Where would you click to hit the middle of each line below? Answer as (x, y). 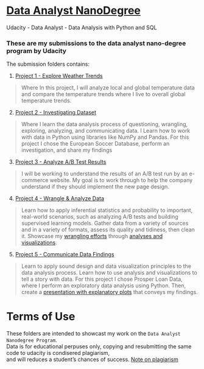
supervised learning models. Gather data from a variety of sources (105, 223)
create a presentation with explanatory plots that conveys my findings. (109, 292)
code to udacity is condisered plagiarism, (58, 353)
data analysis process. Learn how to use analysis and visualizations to (109, 273)
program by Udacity (37, 51)
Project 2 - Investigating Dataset (55, 113)
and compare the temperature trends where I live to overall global (103, 94)
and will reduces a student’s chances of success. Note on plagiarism (92, 359)
